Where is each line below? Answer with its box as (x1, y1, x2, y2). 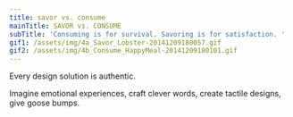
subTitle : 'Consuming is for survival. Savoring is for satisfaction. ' (9, 29, 286, 38)
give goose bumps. (9, 97, 80, 108)
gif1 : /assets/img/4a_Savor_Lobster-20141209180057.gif (9, 38, 222, 47)
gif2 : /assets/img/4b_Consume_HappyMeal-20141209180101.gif (9, 46, 239, 55)
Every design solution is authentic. (9, 71, 136, 81)
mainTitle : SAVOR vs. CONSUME (9, 21, 122, 30)
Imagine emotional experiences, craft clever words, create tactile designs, (9, 88, 281, 99)
